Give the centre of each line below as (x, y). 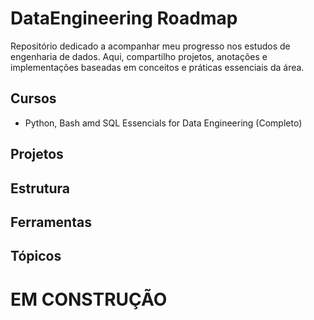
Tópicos (36, 256)
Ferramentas (51, 222)
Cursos (33, 98)
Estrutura (40, 188)
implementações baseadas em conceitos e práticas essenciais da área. (157, 67)
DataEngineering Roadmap (124, 18)
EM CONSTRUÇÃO (89, 299)
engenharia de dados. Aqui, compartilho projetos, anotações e (139, 56)
